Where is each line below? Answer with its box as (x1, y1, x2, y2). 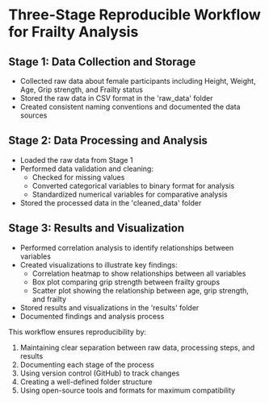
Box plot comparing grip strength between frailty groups (32, 276, 221, 287)
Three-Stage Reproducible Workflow (8, 6, 261, 24)
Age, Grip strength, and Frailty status (19, 85, 144, 94)
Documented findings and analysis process (19, 311, 165, 321)
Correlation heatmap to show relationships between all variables (32, 268, 246, 278)
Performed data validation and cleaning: (19, 164, 153, 173)
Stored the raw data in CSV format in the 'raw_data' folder (19, 93, 213, 102)
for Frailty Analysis (8, 23, 139, 41)
